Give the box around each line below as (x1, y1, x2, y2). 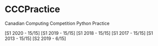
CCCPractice (5, 4, 61, 15)
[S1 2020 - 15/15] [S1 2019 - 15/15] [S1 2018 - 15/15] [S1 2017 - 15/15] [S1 (5, 30, 153, 36)
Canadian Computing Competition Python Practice (5, 20, 110, 26)
